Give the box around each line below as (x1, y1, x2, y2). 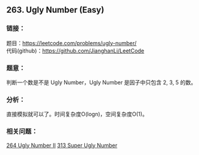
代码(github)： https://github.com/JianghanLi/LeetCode (6, 47, 145, 54)
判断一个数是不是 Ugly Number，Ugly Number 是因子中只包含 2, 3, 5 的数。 (6, 79, 197, 86)
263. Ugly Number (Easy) (6, 5, 105, 15)
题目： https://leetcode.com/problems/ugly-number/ (6, 39, 137, 46)
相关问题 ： (6, 128, 38, 136)
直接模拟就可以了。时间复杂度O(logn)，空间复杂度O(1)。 (6, 110, 148, 118)
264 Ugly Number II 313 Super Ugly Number (6, 142, 118, 149)
